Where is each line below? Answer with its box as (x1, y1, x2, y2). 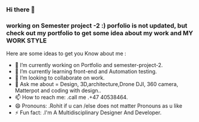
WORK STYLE (6, 36, 47, 44)
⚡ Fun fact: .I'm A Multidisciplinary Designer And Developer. (14, 109, 162, 116)
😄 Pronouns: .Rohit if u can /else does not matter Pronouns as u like (14, 102, 183, 109)
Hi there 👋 (6, 5, 36, 14)
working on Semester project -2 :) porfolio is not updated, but (6, 21, 188, 29)
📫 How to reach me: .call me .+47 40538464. (14, 94, 128, 101)
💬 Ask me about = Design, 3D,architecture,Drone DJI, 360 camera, (14, 81, 179, 88)
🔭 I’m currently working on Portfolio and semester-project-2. (14, 62, 163, 69)
